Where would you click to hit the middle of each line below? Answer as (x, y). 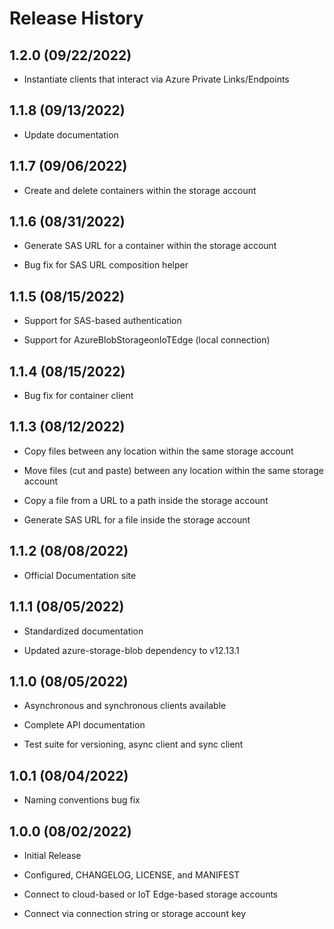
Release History (76, 18)
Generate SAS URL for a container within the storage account (150, 246)
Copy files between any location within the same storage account (158, 451)
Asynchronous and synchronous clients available (125, 706)
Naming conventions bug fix (82, 800)
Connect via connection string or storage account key (135, 913)
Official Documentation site (80, 575)
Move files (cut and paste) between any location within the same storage (173, 470)
